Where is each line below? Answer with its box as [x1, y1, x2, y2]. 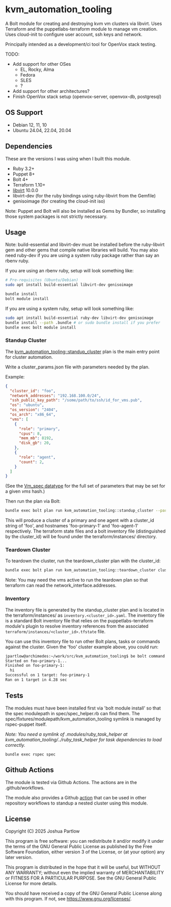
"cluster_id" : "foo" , [10, 388, 56, 393]
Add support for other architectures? [12, 88, 90, 94]
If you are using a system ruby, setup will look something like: [5, 305, 134, 312]
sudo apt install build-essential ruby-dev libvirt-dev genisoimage [5, 315, 154, 320]
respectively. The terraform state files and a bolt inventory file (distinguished [5, 528, 166, 534]
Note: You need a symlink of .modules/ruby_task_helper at [5, 731, 128, 737]
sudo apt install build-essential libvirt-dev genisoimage [5, 282, 133, 288]
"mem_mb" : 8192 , [18, 436, 53, 441]
